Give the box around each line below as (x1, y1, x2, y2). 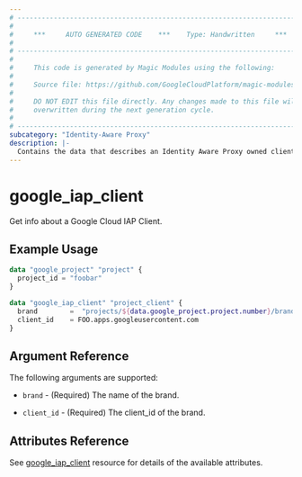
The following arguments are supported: (9, 373, 159, 383)
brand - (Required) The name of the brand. (22, 390, 180, 400)
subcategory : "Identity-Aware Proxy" (9, 130, 151, 139)
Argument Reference (9, 348, 129, 364)
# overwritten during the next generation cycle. (9, 105, 216, 114)
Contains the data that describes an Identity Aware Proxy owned (17, 147, 268, 156)
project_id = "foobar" (17, 274, 102, 283)
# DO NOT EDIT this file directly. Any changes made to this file (9, 96, 280, 106)
